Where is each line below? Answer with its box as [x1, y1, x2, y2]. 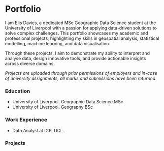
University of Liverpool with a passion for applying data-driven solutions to [5, 25, 157, 30]
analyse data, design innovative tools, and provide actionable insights [5, 55, 146, 61]
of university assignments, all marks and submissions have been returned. [5, 75, 157, 81]
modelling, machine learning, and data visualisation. [5, 40, 111, 46]
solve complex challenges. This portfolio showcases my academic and [5, 30, 149, 36]
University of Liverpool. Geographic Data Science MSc [12, 99, 123, 105]
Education [5, 88, 31, 94]
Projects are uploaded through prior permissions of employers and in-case [5, 70, 158, 76]
